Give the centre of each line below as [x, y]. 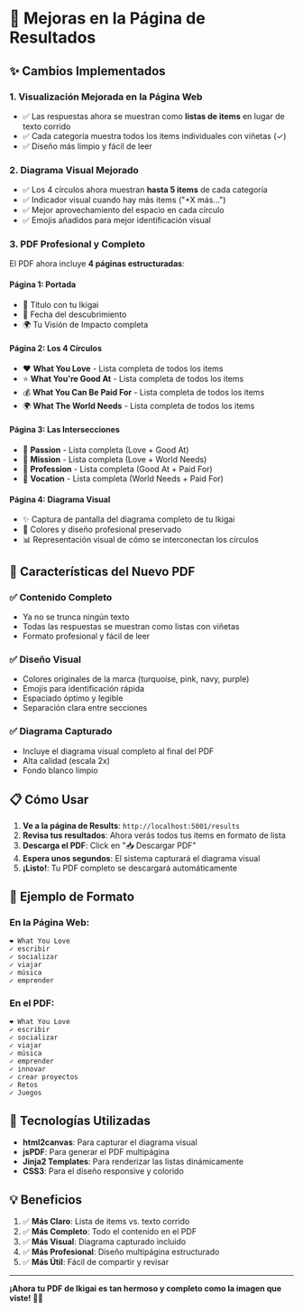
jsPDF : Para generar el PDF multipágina [96, 1152]
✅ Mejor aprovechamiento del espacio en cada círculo [123, 210]
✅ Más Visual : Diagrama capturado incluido [104, 1242]
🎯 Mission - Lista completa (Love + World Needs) [115, 460]
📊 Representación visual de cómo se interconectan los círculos [140, 540]
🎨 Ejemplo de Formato [72, 896]
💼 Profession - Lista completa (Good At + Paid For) [118, 470]
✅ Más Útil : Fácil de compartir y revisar [96, 1261]
